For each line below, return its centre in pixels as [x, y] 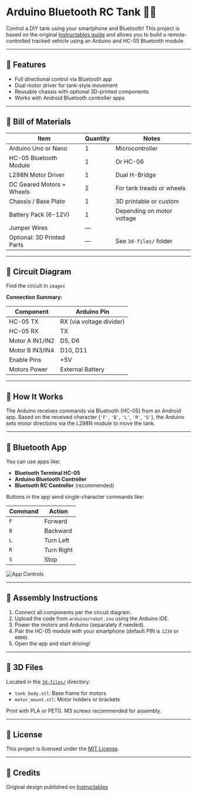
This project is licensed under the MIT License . [63, 749]
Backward [58, 531]
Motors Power [28, 369]
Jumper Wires [28, 228]
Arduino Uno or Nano [38, 148]
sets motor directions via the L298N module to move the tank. [81, 424]
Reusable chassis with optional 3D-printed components [81, 91]
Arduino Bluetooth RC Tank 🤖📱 [81, 12]
